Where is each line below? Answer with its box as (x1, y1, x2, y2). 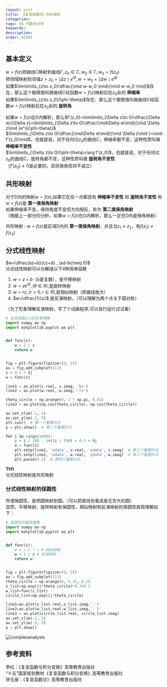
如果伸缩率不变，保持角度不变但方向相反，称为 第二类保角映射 (5, 206, 133, 212)
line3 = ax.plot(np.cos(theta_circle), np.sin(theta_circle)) (5, 402, 137, 407)
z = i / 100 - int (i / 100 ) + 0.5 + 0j (14, 438, 97, 443)
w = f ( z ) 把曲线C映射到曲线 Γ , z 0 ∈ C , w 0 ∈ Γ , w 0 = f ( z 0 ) (5, 69, 120, 76)
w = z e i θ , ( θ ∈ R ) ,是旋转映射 (12, 282, 71, 289)
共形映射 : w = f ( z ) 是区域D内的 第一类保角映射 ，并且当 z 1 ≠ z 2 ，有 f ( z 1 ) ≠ (5, 223, 154, 230)
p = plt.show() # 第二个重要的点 (5, 425, 72, 430)
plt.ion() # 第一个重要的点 (5, 420, 61, 425)
